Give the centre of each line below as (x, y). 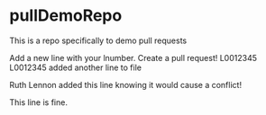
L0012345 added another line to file (76, 67)
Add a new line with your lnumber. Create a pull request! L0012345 (133, 57)
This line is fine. (38, 102)
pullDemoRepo (66, 16)
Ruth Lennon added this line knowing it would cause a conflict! (125, 84)
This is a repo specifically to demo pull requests (98, 40)
